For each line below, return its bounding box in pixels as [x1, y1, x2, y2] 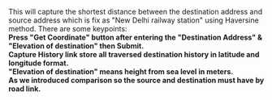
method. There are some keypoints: [8, 24, 127, 33]
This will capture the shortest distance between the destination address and [8, 7, 263, 16]
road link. [8, 84, 41, 94]
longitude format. [8, 58, 69, 68]
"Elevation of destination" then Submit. [8, 41, 145, 51]
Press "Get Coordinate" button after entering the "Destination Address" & [8, 32, 263, 42]
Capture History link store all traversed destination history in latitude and [8, 50, 260, 59]
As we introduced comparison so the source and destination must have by [8, 76, 265, 85]
